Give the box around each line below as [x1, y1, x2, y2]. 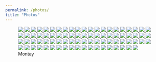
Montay [18, 51, 34, 57]
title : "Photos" [5, 12, 40, 17]
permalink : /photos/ [5, 7, 50, 13]
